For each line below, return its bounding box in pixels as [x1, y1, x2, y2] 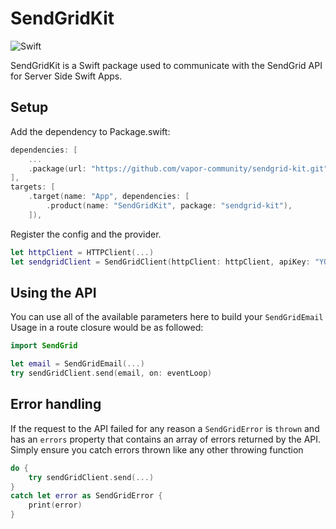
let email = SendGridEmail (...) [10, 359, 145, 369]
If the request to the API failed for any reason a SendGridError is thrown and [10, 422, 320, 434]
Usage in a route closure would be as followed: [10, 322, 204, 334]
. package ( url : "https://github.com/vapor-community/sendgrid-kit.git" [28, 163, 329, 174]
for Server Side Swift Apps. [10, 70, 123, 82]
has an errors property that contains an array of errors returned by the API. [10, 433, 322, 445]
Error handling [10, 396, 102, 413]
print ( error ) [28, 500, 83, 511]
